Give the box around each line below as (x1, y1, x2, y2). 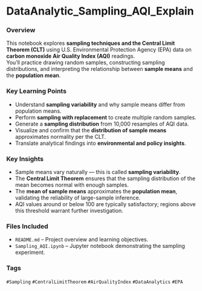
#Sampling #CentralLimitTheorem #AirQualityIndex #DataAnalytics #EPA (6, 279, 183, 285)
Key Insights (6, 155, 44, 163)
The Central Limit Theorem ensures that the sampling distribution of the (15, 175, 195, 182)
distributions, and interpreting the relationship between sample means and (6, 65, 194, 73)
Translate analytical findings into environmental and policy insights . (15, 139, 186, 147)
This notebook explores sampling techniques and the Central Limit (6, 39, 175, 47)
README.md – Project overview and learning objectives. (15, 236, 149, 243)
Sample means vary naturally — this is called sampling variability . (15, 169, 181, 176)
